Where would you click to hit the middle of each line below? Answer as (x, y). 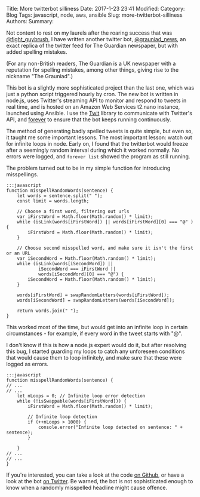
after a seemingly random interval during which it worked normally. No (93, 150)
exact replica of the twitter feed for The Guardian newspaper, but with (92, 45)
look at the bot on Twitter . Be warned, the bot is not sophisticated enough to (100, 481)
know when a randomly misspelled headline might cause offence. (87, 487)
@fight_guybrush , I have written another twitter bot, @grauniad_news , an (96, 39)
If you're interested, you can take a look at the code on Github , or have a (95, 475)
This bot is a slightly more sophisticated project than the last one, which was (100, 88)
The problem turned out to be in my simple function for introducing (88, 168)
